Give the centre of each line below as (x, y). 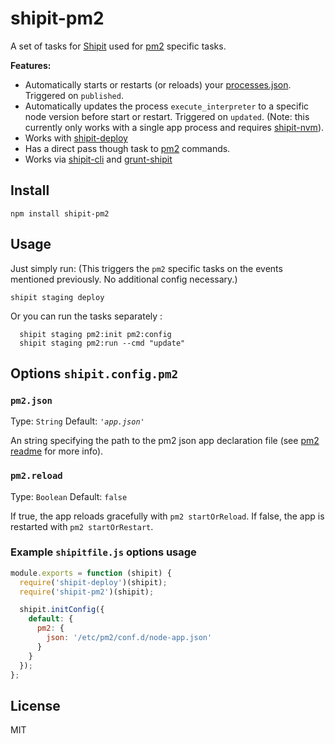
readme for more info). (57, 451)
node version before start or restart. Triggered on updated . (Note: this (167, 116)
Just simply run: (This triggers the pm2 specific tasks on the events (146, 268)
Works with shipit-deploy (76, 138)
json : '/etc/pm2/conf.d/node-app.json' (129, 638)
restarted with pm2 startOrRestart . (82, 526)
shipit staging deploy (57, 297)
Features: (31, 65)
